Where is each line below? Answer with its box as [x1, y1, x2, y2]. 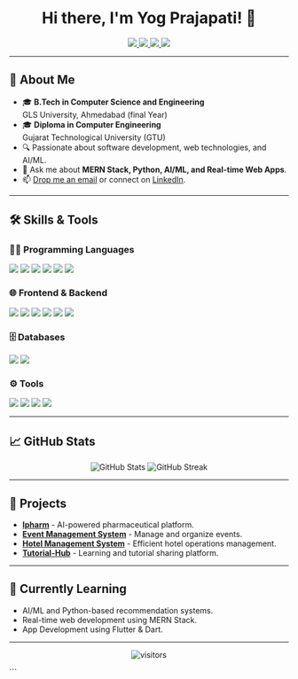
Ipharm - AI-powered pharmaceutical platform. [21, 519, 195, 530]
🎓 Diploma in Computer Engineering [21, 119, 161, 129]
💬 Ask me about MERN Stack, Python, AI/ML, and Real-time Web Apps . [21, 164, 287, 175]
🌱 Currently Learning [9, 581, 127, 597]
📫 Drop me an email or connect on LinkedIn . [21, 174, 186, 184]
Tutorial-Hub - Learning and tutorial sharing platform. [21, 547, 219, 558]
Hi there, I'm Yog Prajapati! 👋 [41, 8, 257, 28]
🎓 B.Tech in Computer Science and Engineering [21, 97, 205, 107]
